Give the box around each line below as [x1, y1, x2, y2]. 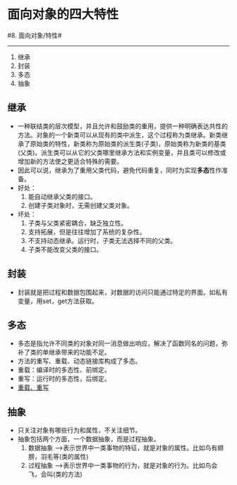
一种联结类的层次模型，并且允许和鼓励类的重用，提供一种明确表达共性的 [17, 121, 228, 130]
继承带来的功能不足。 [48, 348, 111, 357]
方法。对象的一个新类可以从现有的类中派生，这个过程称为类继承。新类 [17, 130, 222, 139]
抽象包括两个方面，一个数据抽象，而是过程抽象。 [17, 435, 160, 443]
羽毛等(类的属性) [40, 453, 89, 461]
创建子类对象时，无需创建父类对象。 [28, 201, 134, 209]
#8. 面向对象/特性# [7, 31, 62, 39]
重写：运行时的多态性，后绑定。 [17, 374, 111, 383]
